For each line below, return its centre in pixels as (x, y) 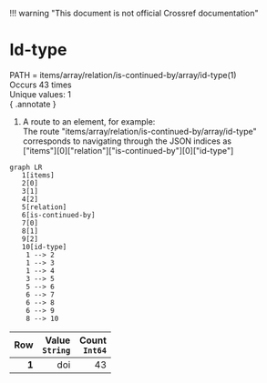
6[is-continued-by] (58, 215)
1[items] (38, 175)
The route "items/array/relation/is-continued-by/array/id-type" (139, 131)
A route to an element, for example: (89, 121)
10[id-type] (44, 247)
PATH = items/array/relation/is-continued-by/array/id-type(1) (123, 75)
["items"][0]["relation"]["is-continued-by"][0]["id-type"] (128, 150)
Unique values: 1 (40, 94)
